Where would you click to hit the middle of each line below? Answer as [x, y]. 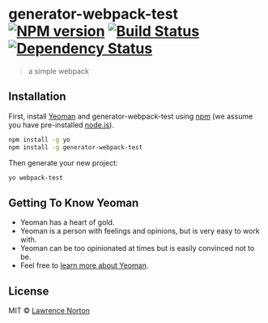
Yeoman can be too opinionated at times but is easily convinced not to [137, 248]
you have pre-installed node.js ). [62, 125]
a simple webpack [58, 71]
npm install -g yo [39, 140]
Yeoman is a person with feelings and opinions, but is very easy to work [140, 231]
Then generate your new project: [63, 162]
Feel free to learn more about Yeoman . [84, 265]
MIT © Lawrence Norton [49, 310]
